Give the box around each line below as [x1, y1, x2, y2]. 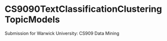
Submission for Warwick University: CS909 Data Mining [4, 30, 119, 36]
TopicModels [4, 14, 60, 25]
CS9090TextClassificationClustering [4, 3, 162, 15]
